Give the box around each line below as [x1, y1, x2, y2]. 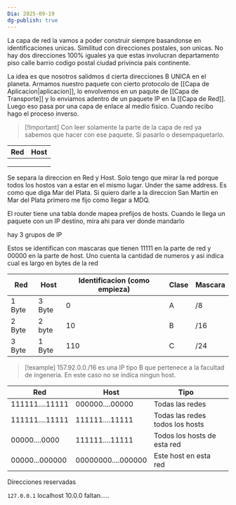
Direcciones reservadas [7, 478, 76, 486]
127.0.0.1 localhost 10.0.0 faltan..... [7, 491, 110, 499]
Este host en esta [153, 450, 211, 460]
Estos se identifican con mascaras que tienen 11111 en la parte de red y [7, 243, 211, 252]
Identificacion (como [78, 275, 150, 285]
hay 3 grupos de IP [7, 230, 63, 238]
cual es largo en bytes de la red [7, 259, 98, 267]
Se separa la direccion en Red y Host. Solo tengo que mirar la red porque [7, 173, 219, 182]
